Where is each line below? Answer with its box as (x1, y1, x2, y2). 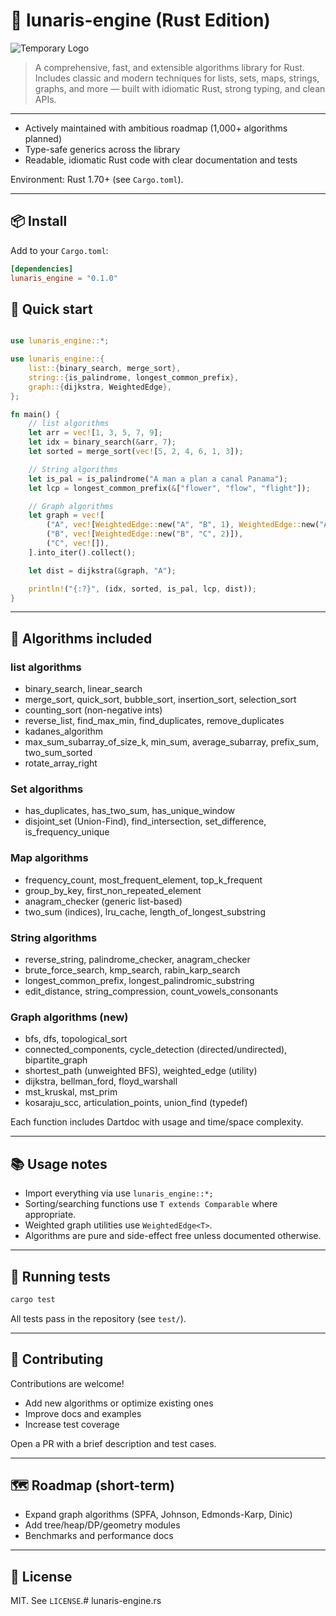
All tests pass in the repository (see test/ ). (10, 1312, 187, 1324)
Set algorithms (10, 782, 84, 796)
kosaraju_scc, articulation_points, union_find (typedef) (24, 1097, 248, 1109)
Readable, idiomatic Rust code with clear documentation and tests (24, 154, 298, 166)
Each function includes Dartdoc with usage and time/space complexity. (10, 1116, 304, 1128)
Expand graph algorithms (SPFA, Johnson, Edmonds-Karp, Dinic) (24, 1509, 293, 1521)
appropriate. (24, 1209, 77, 1221)
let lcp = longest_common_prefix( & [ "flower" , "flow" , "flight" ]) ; (28, 483, 311, 493)
